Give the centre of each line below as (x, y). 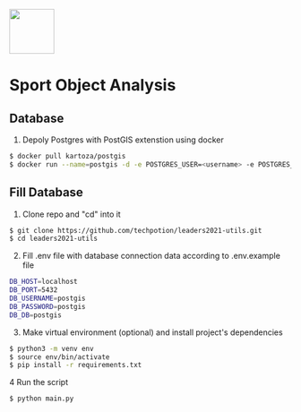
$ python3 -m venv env (52, 348)
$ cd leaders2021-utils (54, 239)
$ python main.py (42, 399)
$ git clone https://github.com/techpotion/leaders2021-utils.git (136, 230)
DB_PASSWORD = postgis (48, 306)
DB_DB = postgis (36, 315)
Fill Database (46, 193)
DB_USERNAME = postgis (48, 299)
